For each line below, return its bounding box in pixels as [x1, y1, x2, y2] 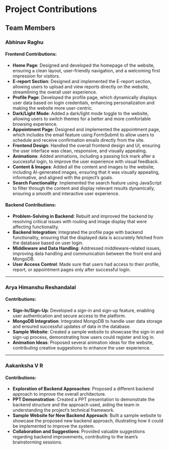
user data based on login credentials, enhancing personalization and [12, 100, 155, 106]
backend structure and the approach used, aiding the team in [12, 402, 140, 408]
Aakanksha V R [5, 362, 43, 369]
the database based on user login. [12, 240, 84, 246]
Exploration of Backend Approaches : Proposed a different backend [12, 386, 154, 392]
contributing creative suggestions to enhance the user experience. [12, 345, 151, 351]
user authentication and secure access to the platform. [12, 313, 126, 319]
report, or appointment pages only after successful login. [12, 266, 131, 273]
